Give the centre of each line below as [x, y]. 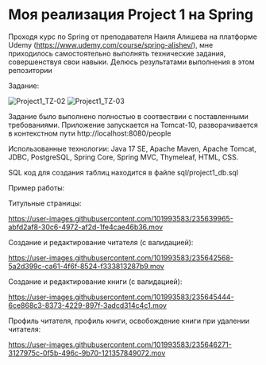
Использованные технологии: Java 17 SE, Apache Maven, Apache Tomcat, [132, 148]
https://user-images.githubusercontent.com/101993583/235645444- [121, 297]
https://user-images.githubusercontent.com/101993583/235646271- [120, 344]
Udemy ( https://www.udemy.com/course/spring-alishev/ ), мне [111, 44]
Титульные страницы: [45, 203]
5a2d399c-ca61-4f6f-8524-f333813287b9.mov [86, 266]
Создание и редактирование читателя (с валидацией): [101, 242]
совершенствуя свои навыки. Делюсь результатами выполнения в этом [131, 62]
